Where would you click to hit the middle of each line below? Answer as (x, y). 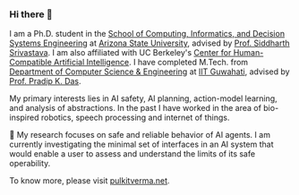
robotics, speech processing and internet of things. (135, 118)
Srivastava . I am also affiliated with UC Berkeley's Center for (120, 53)
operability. (30, 164)
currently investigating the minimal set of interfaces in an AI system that (142, 144)
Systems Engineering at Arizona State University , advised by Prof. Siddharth (149, 43)
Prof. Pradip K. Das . (46, 81)
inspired (24, 118)
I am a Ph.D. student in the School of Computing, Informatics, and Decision (147, 34)
